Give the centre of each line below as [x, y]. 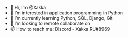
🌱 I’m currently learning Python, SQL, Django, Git [61, 18]
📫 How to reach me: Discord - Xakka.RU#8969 [60, 29]
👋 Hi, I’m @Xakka [28, 8]
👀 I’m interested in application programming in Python [67, 13]
